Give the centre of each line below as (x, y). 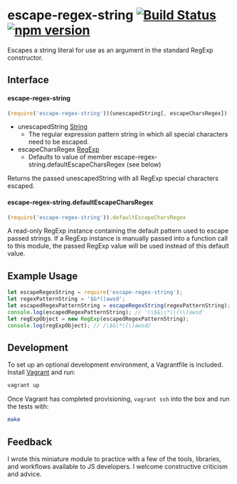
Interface (28, 80)
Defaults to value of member (70, 157)
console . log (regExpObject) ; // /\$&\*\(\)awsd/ (79, 325)
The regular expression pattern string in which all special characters (128, 135)
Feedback (30, 442)
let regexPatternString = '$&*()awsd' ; (67, 299)
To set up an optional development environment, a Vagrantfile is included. (115, 365)
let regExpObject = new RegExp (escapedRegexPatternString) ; (99, 319)
